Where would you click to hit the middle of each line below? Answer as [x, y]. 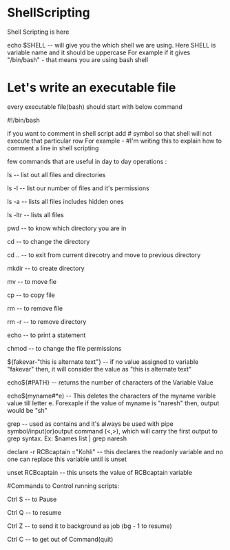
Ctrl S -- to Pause [32, 499]
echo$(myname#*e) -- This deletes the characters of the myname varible [112, 396]
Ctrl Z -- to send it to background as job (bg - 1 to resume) [90, 526]
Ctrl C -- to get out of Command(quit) [60, 539]
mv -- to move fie [32, 281]
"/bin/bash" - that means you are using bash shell [78, 59]
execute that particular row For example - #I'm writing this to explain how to [115, 141]
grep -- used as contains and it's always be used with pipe [90, 424]
